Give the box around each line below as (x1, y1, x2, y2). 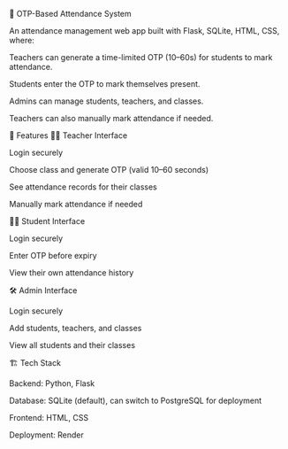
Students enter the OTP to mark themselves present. (9, 79, 201, 89)
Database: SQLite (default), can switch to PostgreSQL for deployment (9, 395, 262, 406)
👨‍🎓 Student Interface (9, 216, 86, 226)
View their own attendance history (9, 267, 134, 278)
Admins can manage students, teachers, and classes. (9, 96, 204, 106)
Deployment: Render (9, 430, 84, 440)
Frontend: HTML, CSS (9, 413, 89, 422)
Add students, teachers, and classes (9, 323, 142, 333)
